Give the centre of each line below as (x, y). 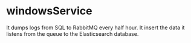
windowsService (49, 11)
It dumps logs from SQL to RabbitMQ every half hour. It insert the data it (95, 27)
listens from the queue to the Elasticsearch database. (73, 33)
